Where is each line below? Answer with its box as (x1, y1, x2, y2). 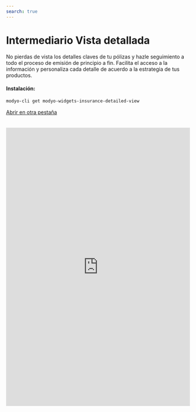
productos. (6, 71, 33, 79)
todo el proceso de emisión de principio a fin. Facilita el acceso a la (6, 59, 168, 66)
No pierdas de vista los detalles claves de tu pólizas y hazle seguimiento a (6, 53, 185, 60)
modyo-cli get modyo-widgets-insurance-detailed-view (6, 98, 140, 104)
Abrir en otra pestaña (6, 109, 57, 116)
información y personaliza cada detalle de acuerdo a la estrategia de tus (6, 65, 180, 72)
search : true (6, 8, 38, 15)
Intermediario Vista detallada (6, 33, 150, 47)
